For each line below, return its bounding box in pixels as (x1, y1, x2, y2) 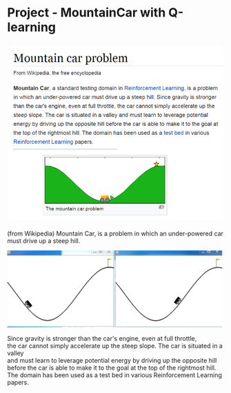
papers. (7, 379, 29, 387)
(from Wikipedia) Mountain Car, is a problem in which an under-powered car (7, 229, 224, 238)
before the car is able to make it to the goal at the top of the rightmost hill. (7, 363, 217, 372)
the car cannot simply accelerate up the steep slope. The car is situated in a (7, 342, 223, 350)
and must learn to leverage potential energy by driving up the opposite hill (7, 357, 217, 365)
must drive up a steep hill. (7, 237, 81, 245)
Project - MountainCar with (7, 5, 166, 21)
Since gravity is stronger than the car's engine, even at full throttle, (7, 334, 197, 343)
